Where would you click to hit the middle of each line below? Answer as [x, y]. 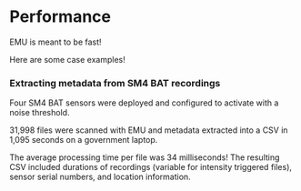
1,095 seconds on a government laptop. [84, 140]
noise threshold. [40, 113]
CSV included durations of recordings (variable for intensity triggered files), [151, 167]
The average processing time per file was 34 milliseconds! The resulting [145, 157]
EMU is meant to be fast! [55, 42]
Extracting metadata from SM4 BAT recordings [115, 83]
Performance [60, 17]
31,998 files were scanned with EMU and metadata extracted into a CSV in [149, 130]
